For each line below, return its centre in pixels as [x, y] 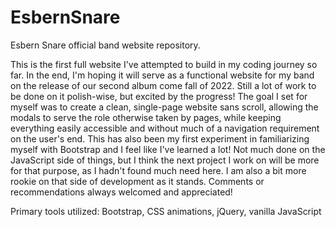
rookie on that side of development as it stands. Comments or [137, 181]
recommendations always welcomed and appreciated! [121, 192]
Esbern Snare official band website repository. [105, 45]
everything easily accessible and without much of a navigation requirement [165, 128]
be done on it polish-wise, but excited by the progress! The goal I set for [159, 96]
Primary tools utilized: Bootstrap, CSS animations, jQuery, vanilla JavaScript [166, 211]
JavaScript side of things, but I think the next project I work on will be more [165, 160]
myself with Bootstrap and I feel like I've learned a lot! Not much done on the [168, 149]
